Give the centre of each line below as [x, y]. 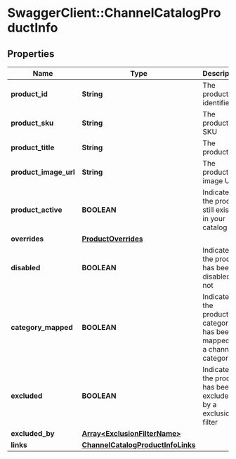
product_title [33, 147]
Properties [31, 54]
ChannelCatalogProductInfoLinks [139, 445]
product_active [37, 210]
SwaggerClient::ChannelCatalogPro [114, 13]
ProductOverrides [112, 239]
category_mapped [42, 327]
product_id [29, 94]
